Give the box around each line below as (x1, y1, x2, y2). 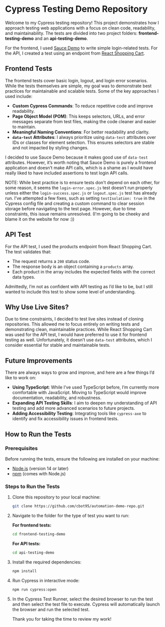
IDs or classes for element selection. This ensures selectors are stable (12, 139, 155, 145)
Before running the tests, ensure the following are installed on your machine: (5, 456, 160, 462)
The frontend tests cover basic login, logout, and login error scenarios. (5, 77, 148, 83)
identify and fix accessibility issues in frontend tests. (12, 416, 119, 422)
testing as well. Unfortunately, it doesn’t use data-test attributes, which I (5, 337, 152, 343)
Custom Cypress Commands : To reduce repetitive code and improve (12, 102, 153, 109)
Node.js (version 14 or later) (12, 465, 69, 471)
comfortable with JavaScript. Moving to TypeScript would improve (12, 390, 146, 396)
